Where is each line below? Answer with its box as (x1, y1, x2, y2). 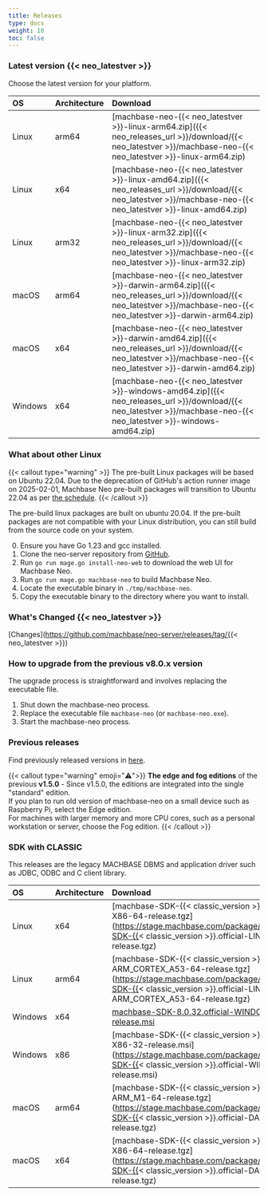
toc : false (8, 34, 45, 42)
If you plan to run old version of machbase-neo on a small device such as (8, 796, 250, 806)
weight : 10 (8, 26, 45, 34)
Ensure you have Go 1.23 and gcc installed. (19, 541, 162, 550)
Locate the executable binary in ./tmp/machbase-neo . (19, 583, 192, 592)
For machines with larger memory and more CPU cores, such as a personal (8, 813, 255, 822)
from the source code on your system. (8, 525, 134, 535)
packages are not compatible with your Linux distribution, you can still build (8, 517, 257, 526)
